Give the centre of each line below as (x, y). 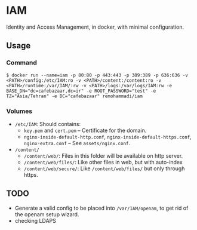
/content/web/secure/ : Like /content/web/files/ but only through (104, 168)
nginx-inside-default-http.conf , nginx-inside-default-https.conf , (108, 137)
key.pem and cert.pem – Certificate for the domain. (85, 130)
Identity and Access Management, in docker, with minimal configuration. (95, 27)
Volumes (19, 111)
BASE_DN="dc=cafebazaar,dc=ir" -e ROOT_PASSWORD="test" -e (81, 91)
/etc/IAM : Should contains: (48, 124)
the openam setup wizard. (47, 214)
